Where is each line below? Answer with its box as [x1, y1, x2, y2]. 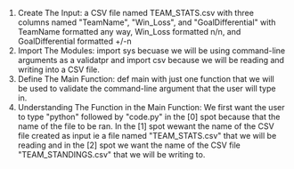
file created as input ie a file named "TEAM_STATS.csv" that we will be [17, 131, 277, 141]
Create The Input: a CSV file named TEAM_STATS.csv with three [17, 8, 254, 18]
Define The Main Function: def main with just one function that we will [17, 74, 274, 84]
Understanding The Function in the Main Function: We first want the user [17, 102, 285, 112]
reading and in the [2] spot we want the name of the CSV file [17, 140, 241, 150]
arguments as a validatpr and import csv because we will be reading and [17, 55, 285, 65]
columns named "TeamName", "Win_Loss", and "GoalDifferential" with [17, 17, 276, 28]
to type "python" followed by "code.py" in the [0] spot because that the [17, 111, 281, 122]
